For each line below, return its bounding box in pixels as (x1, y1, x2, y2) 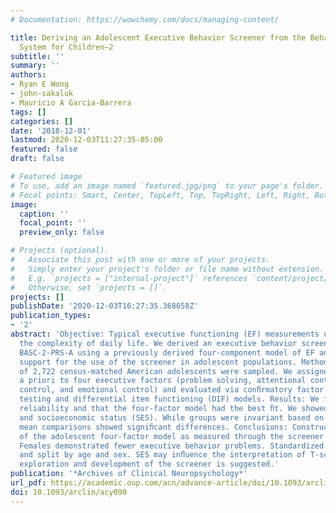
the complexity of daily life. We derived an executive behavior (19, 338, 298, 348)
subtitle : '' (10, 51, 65, 61)
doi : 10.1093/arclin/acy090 (10, 487, 128, 497)
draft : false (10, 154, 65, 164)
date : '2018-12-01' (10, 126, 92, 136)
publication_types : (10, 311, 92, 321)
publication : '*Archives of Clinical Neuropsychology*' (10, 469, 248, 479)
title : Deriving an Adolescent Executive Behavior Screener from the (10, 32, 307, 43)
